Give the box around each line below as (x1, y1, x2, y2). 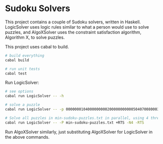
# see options (5, 89, 34, 94)
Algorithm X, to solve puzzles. (5, 34, 65, 40)
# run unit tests (5, 66, 40, 71)
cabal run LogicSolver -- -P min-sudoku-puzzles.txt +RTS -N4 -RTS (5, 120, 145, 125)
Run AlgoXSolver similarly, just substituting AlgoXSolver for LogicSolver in (5, 129, 153, 135)
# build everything (5, 53, 45, 58)
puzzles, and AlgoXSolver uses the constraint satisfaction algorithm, (5, 29, 142, 35)
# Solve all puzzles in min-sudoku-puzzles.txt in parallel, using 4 (5, 115, 149, 120)
